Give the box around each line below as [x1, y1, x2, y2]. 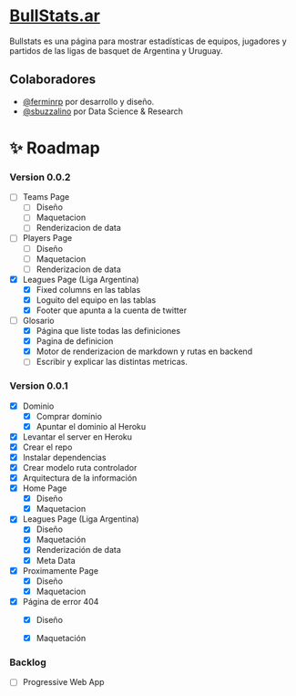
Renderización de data [36, 545, 121, 556]
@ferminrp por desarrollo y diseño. [22, 96, 155, 107]
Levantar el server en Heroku [22, 431, 133, 442]
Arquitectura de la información [22, 473, 138, 483]
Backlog [9, 656, 47, 669]
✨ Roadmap [9, 138, 100, 158]
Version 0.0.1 [9, 379, 68, 392]
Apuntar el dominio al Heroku [36, 421, 147, 431]
